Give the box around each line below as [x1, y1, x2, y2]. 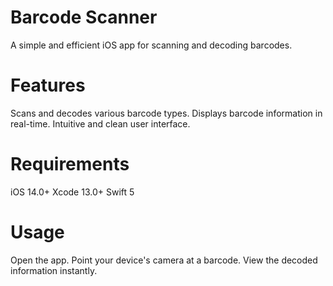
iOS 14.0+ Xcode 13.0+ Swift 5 [10, 186, 135, 198]
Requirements [10, 153, 130, 176]
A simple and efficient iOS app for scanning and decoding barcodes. [10, 39, 293, 51]
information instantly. [10, 264, 98, 276]
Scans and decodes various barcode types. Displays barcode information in [10, 107, 323, 119]
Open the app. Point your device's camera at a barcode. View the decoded [10, 254, 318, 266]
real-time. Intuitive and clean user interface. [10, 117, 191, 130]
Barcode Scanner [10, 6, 158, 29]
